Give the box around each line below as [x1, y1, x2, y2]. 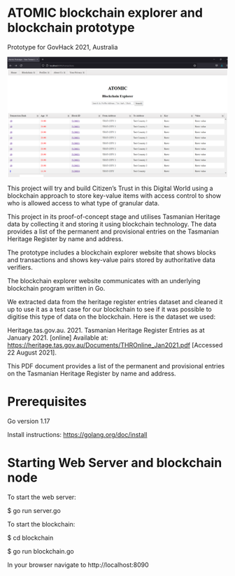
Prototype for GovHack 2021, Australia [7, 43, 118, 51]
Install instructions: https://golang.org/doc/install [7, 431, 148, 438]
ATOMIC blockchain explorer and [7, 5, 203, 21]
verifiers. [7, 264, 33, 272]
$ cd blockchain [7, 533, 54, 542]
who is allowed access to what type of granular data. [7, 199, 159, 208]
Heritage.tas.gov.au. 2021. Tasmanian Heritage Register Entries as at [7, 326, 205, 335]
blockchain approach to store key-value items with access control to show [7, 192, 222, 200]
